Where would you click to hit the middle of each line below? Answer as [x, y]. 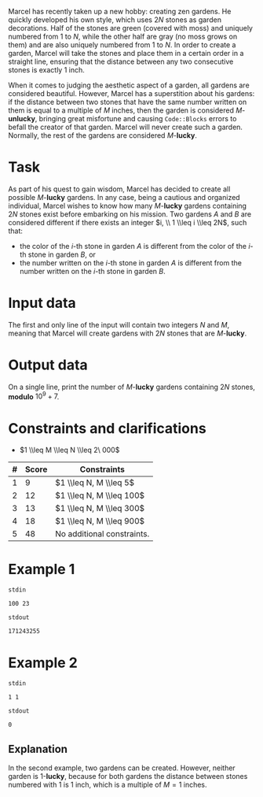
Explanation [38, 749]
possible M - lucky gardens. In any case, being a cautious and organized [124, 197]
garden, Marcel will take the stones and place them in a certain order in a [126, 53]
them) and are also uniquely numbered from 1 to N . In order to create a [122, 45]
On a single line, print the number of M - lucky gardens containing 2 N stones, [131, 387]
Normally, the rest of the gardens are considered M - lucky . [103, 135]
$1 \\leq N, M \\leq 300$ [100, 509]
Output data [48, 365]
